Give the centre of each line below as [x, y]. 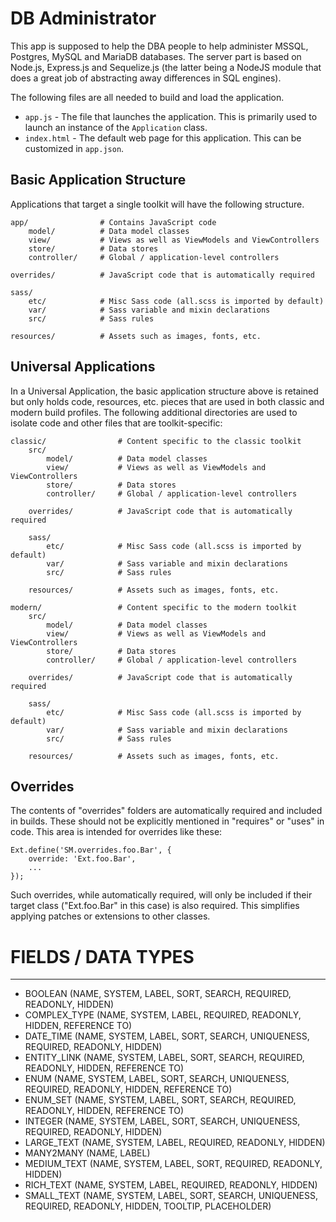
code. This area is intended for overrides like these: [116, 832]
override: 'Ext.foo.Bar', [82, 859]
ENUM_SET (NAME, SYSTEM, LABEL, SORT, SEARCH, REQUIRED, [160, 1100]
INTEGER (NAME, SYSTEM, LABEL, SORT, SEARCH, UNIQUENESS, [162, 1121]
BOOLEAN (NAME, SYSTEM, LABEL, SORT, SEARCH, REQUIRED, [158, 994]
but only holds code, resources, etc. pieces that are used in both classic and [167, 401]
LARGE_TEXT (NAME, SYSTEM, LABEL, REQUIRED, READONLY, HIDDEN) [175, 1143]
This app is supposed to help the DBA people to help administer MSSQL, [159, 46]
